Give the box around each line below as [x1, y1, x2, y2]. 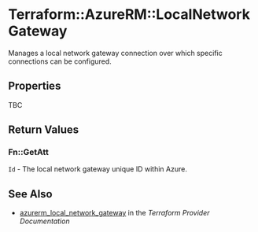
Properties [8, 79, 61, 93]
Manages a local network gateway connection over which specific [8, 48, 223, 57]
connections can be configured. [8, 57, 112, 66]
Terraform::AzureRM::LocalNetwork [8, 6, 250, 24]
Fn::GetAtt [8, 147, 49, 158]
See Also [8, 187, 53, 201]
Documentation [19, 216, 70, 226]
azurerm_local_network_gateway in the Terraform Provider [19, 208, 210, 218]
